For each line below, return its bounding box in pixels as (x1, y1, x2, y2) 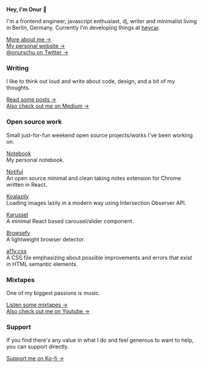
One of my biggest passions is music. (6, 289, 100, 296)
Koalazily (6, 192, 29, 200)
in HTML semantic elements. (6, 260, 78, 268)
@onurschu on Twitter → (6, 49, 69, 56)
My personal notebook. (6, 156, 65, 164)
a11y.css (6, 247, 27, 255)
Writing (6, 64, 29, 72)
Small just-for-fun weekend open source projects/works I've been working (6, 131, 193, 139)
